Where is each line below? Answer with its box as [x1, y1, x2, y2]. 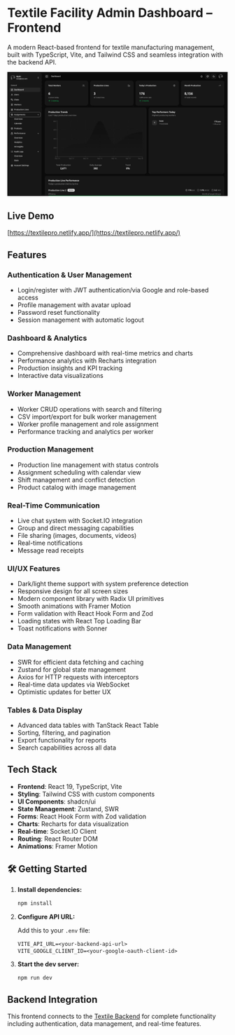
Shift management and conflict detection [17, 475, 135, 484]
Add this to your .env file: [17, 926, 91, 934]
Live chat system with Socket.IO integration [17, 517, 143, 525]
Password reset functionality [17, 308, 100, 316]
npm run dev [17, 974, 52, 981]
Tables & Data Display [7, 705, 83, 715]
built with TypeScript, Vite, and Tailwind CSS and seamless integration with [7, 50, 224, 59]
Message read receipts [17, 546, 84, 555]
